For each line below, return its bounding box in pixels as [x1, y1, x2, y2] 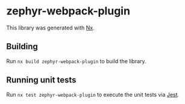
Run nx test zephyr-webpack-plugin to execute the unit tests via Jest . [6, 91, 180, 98]
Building [6, 41, 38, 52]
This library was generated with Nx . [6, 24, 95, 31]
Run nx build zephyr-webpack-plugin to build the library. [6, 57, 146, 64]
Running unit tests [6, 75, 77, 85]
